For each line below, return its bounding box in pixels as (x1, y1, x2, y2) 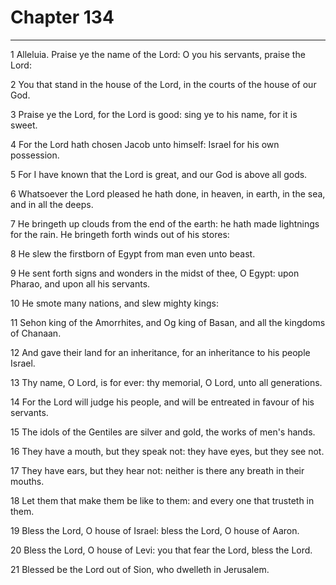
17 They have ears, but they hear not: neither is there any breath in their (10, 464, 305, 476)
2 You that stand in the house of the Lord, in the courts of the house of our (10, 78, 317, 90)
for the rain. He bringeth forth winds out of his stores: (10, 228, 230, 240)
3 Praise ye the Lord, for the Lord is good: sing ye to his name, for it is (10, 108, 298, 120)
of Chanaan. (10, 327, 62, 339)
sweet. (10, 119, 38, 131)
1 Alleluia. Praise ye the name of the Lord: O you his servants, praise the (10, 48, 306, 60)
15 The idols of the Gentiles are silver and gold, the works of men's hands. (10, 426, 316, 438)
